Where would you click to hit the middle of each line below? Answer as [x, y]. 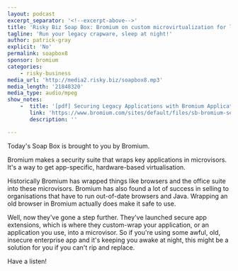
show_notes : [25, 100]
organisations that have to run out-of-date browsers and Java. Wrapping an [118, 196]
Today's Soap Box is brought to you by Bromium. [79, 145]
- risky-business [46, 73]
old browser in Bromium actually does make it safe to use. [92, 204]
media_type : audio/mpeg [42, 93]
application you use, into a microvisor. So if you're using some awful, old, [114, 232]
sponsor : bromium [33, 60]
